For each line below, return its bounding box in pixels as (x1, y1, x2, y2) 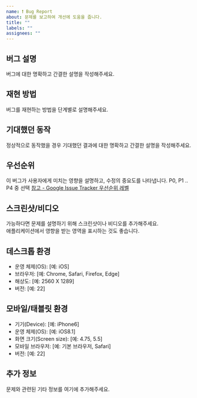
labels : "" (6, 25, 33, 31)
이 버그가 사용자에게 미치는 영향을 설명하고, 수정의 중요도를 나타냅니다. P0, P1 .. (6, 177, 188, 184)
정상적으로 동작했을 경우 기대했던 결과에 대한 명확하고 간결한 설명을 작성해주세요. (6, 142, 192, 149)
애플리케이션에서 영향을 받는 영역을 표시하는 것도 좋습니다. (6, 228, 140, 235)
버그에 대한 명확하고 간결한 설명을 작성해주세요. (6, 70, 115, 77)
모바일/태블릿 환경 (6, 304, 68, 314)
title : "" (6, 19, 31, 25)
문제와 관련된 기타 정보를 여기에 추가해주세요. (6, 386, 110, 393)
